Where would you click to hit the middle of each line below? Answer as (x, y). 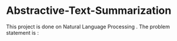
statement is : (23, 32)
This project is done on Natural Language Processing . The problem (88, 27)
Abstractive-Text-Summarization (89, 11)
